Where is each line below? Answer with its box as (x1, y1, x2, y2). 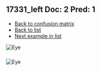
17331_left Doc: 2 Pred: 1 (6, 5, 96, 15)
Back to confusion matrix (14, 20, 74, 27)
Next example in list (14, 32, 62, 40)
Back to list (14, 26, 41, 33)
